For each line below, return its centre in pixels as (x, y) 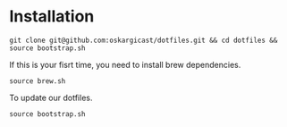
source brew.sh (38, 81)
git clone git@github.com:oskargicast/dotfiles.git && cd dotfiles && (143, 40)
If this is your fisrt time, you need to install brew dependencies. (125, 64)
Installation (52, 17)
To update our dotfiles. (51, 97)
